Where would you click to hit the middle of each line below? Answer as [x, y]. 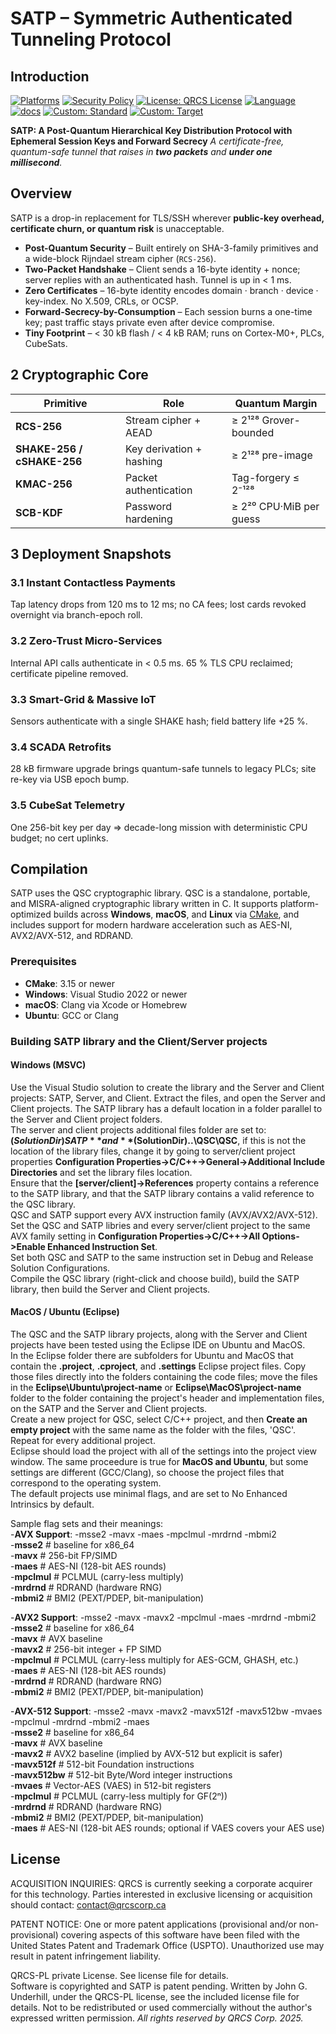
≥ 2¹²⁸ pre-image [272, 455]
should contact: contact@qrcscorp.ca [88, 1904]
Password [148, 506]
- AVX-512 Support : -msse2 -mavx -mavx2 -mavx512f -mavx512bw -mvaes [166, 1711]
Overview [41, 193]
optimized [31, 914]
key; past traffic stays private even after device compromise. [149, 322]
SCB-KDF [39, 512]
